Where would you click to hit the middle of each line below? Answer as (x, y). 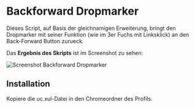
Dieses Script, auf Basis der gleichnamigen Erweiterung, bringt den (91, 28)
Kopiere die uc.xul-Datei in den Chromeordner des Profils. (79, 98)
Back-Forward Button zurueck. (45, 41)
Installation (28, 84)
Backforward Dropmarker (73, 11)
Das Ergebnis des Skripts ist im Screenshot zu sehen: (75, 52)
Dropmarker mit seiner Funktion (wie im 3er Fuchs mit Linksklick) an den (98, 34)
